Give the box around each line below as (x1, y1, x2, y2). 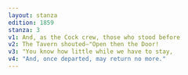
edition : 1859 (8, 19, 55, 27)
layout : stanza (8, 11, 58, 20)
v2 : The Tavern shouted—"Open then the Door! (8, 41, 159, 48)
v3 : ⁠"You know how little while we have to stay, (8, 48, 174, 55)
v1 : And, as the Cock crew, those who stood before (8, 33, 180, 41)
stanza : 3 (8, 26, 41, 34)
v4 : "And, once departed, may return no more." (8, 55, 167, 63)
